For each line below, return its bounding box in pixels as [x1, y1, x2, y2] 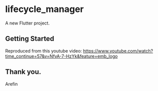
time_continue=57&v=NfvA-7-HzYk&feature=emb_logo [5, 53, 118, 59]
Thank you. [5, 67, 41, 76]
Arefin [5, 81, 18, 87]
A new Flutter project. [5, 20, 50, 26]
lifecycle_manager [5, 3, 84, 15]
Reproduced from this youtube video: [5, 47, 82, 53]
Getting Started [5, 34, 54, 43]
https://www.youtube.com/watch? [83, 47, 153, 53]
